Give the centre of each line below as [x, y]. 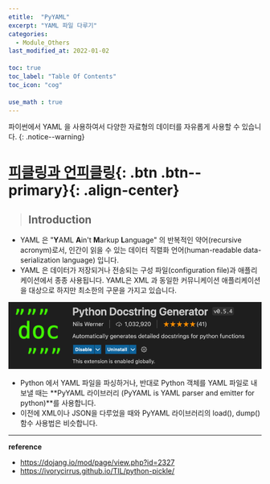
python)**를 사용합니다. [58, 403]
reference [25, 446]
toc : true [25, 68]
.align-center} [131, 190]
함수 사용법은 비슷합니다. [59, 423]
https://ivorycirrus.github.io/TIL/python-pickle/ [97, 470]
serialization [40, 260]
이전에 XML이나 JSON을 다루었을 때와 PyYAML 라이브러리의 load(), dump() [140, 413]
